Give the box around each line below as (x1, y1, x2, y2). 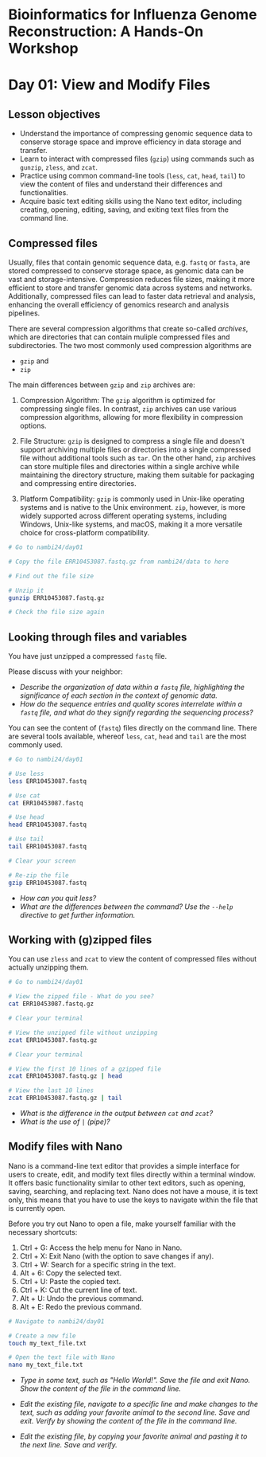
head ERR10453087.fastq (8, 821, 87, 829)
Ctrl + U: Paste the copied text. (19, 1276, 121, 1286)
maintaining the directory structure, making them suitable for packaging (19, 470, 255, 480)
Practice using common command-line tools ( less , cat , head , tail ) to (19, 171, 245, 181)
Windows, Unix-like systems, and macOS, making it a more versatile (19, 519, 243, 529)
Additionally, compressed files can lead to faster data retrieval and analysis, (8, 292, 256, 300)
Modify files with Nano (8, 1140, 123, 1153)
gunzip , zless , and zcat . (19, 163, 98, 172)
